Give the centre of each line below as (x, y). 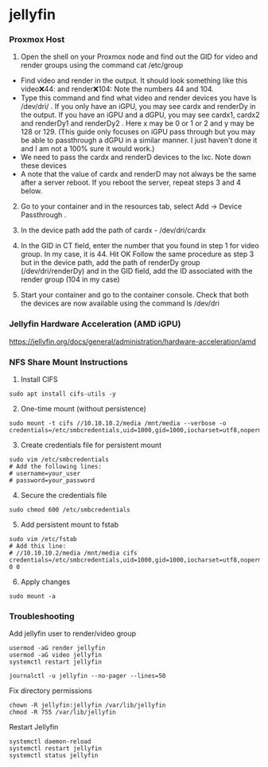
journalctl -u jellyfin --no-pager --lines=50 (87, 676)
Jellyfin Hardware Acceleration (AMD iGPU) (95, 324)
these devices (43, 165)
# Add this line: (38, 547)
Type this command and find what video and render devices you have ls (138, 98)
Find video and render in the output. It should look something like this (134, 80)
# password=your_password (52, 481)
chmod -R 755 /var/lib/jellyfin (62, 712)
